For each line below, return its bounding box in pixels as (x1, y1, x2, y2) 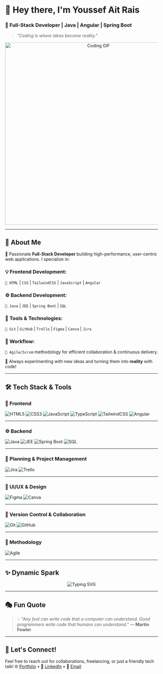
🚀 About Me (5, 238, 41, 246)
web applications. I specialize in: (5, 256, 70, 262)
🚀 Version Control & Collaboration (5, 511, 86, 518)
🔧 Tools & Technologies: (5, 315, 63, 322)
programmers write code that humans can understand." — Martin (16, 621, 149, 627)
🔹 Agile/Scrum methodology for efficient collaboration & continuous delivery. (5, 349, 158, 355)
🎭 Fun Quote (5, 601, 46, 609)
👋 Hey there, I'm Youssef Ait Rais (5, 4, 140, 16)
